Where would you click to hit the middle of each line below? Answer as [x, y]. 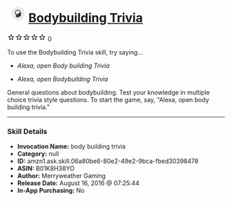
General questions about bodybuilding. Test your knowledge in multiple [109, 92]
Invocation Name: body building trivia [71, 146]
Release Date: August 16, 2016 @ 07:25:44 [78, 183]
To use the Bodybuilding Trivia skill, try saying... [75, 52]
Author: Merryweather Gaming [61, 176]
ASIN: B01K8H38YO [46, 169]
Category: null [38, 154]
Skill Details [27, 131]
